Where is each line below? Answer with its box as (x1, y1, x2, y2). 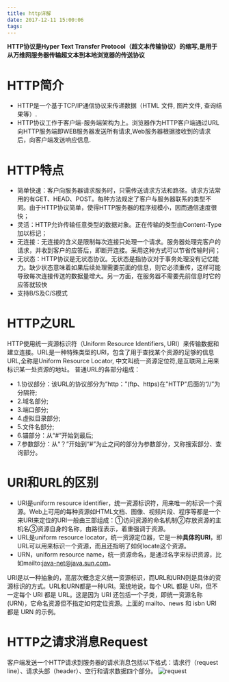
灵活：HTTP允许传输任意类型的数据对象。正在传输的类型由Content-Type (16, 221, 222, 229)
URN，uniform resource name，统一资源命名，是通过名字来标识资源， (16, 550, 216, 559)
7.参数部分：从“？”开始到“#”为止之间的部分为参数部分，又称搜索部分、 (16, 440, 216, 448)
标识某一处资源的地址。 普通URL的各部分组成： (7, 365, 141, 374)
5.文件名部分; (16, 423, 55, 431)
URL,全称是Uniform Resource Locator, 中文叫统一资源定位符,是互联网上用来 (7, 357, 220, 365)
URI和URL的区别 (7, 475, 99, 491)
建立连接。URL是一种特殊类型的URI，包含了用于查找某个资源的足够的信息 (7, 348, 215, 356)
